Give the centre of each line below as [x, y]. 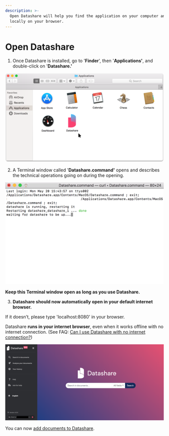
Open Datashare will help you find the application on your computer [84, 16]
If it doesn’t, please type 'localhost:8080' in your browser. [65, 317]
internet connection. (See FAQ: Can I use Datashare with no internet [75, 332]
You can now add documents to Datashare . [50, 428]
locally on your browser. [37, 21]
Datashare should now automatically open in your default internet [83, 302]
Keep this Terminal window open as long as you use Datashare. [73, 292]
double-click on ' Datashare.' [42, 66]
